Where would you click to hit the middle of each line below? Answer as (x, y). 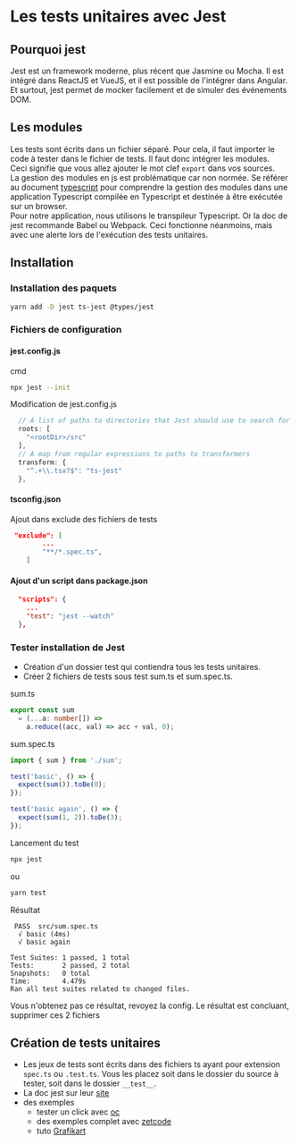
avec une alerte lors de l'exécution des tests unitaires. (109, 234)
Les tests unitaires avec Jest (118, 17)
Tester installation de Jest (68, 648)
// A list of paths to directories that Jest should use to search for (154, 421)
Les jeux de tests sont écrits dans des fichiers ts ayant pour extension (151, 1064)
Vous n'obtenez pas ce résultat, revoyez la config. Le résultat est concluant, (149, 1005)
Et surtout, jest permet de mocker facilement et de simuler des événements (149, 90)
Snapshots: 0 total (50, 973)
